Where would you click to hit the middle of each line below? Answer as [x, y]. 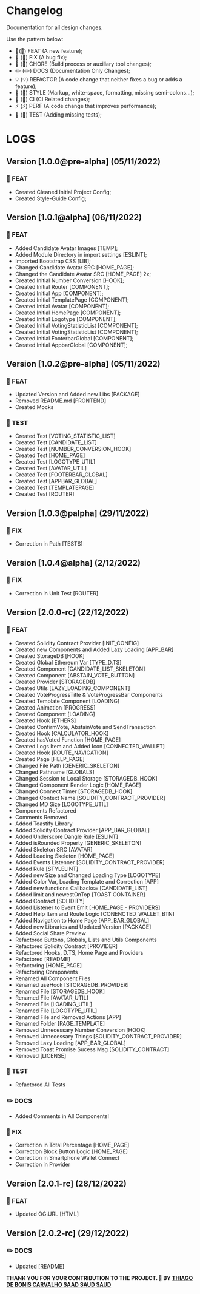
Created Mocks [34, 407]
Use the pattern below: [35, 39]
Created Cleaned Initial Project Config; [63, 192]
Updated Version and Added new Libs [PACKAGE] [77, 395]
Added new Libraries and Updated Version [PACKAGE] [83, 927]
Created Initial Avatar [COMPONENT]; [62, 306]
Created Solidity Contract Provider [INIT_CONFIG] [77, 643]
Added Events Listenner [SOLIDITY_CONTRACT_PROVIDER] [90, 862]
